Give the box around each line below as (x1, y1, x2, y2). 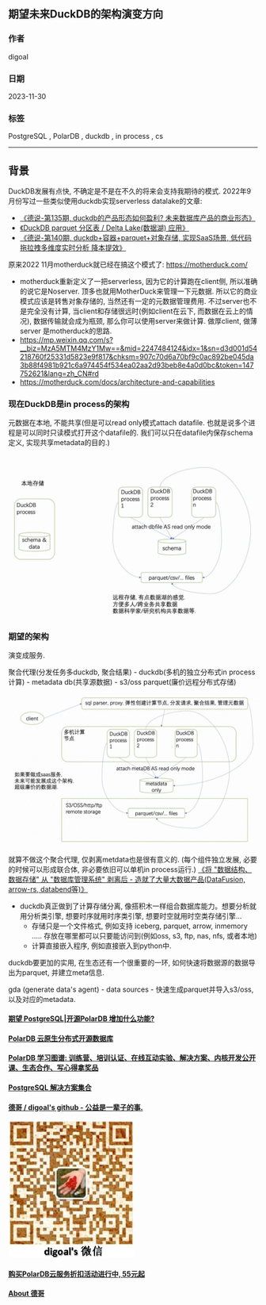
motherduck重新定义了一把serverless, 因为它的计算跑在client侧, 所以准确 (19, 277, 258, 286)
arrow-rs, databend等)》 (8, 884, 89, 894)
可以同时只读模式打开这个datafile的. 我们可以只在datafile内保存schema (21, 428, 253, 438)
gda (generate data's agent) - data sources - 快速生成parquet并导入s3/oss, (8, 985, 254, 994)
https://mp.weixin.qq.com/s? (19, 336, 113, 345)
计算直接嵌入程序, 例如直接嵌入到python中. (31, 941, 172, 950)
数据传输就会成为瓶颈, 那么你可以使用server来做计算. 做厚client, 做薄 (32, 317, 257, 326)
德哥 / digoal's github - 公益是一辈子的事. (8, 1102, 143, 1112)
